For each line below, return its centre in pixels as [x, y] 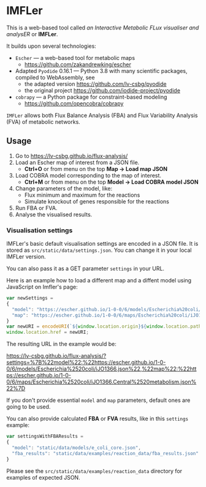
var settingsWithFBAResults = [45, 436]
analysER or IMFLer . [32, 34]
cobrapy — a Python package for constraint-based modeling [91, 97]
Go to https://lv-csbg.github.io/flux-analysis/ [71, 156]
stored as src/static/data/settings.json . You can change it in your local [99, 250]
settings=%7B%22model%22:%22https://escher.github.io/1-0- [86, 363]
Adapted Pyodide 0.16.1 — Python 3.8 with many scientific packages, [101, 70]
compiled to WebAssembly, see [55, 77]
